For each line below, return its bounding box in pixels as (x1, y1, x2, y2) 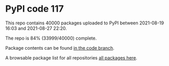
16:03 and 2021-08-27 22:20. (5, 25, 67, 31)
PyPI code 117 (5, 3, 64, 15)
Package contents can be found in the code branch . (5, 45, 115, 51)
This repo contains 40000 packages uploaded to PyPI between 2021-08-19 (5, 20, 164, 26)
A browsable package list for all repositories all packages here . (5, 54, 138, 61)
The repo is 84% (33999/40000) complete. (5, 35, 97, 41)
